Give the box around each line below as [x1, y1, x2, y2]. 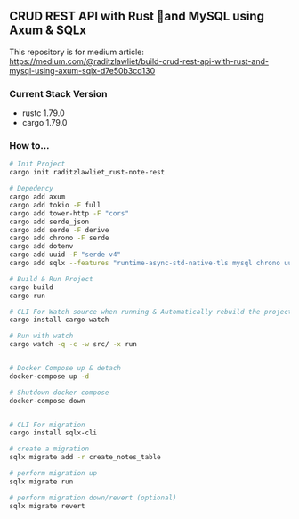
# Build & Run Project [9, 274, 93, 283]
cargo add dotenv [9, 242, 74, 251]
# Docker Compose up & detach [9, 364, 122, 373]
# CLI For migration [9, 420, 86, 429]
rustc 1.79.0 [21, 108, 65, 118]
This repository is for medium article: [9, 46, 144, 57]
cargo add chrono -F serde [9, 233, 109, 243]
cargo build [9, 282, 53, 292]
